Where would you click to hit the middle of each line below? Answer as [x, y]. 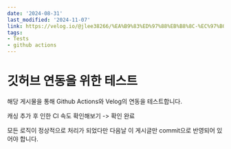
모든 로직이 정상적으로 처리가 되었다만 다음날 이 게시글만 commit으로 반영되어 [111, 130]
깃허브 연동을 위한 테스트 [73, 81]
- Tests [18, 39]
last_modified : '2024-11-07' [49, 20]
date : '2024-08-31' [35, 13]
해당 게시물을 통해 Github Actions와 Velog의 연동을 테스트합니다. [95, 101]
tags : [15, 32]
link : [15, 26]
